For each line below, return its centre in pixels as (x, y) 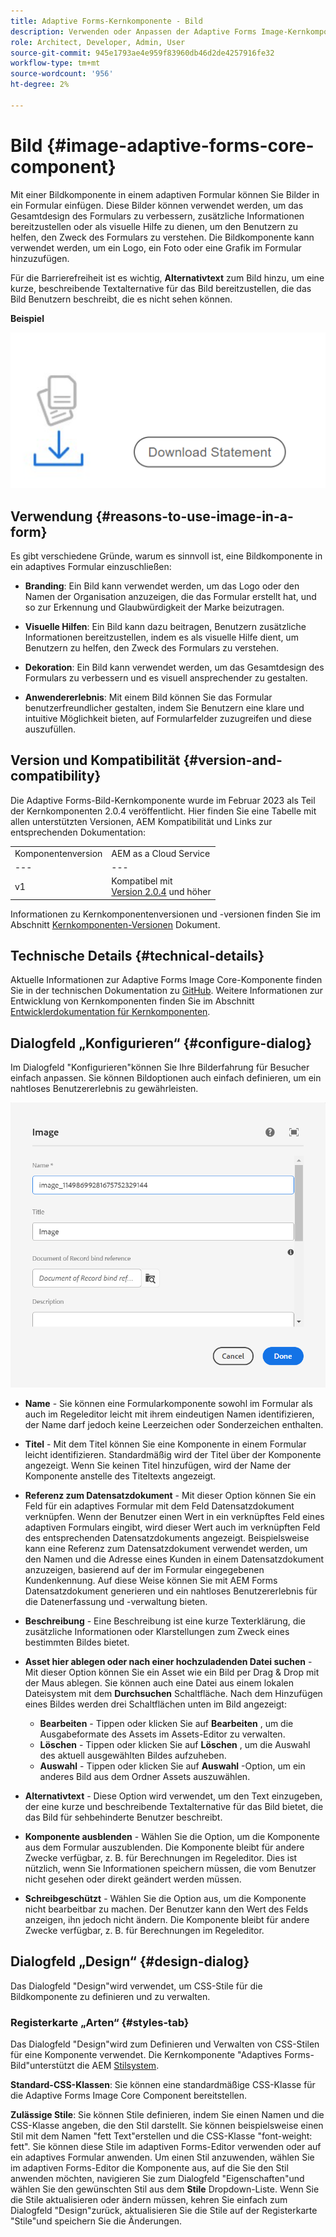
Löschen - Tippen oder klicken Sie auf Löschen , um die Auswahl (175, 1744)
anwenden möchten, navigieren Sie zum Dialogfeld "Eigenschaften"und (157, 2178)
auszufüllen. (50, 729)
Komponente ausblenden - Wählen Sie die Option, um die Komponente (172, 1836)
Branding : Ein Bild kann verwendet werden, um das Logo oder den (162, 586)
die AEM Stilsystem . (118, 2065)
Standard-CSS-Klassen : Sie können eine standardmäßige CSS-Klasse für (163, 2084)
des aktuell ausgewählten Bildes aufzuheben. (133, 1755)
